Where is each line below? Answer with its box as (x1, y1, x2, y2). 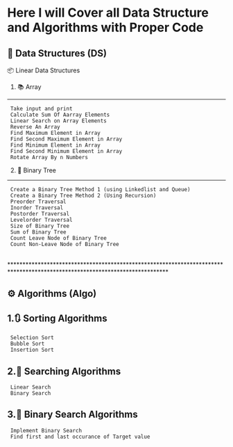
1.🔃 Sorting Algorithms (7, 312, 107, 324)
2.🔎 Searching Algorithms (7, 365, 121, 377)
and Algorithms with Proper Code (7, 19, 204, 35)
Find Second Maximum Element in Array (10, 136, 123, 143)
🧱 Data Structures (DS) (7, 47, 107, 59)
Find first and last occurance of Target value (10, 433, 150, 440)
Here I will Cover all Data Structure (7, 5, 209, 21)
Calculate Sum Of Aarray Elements (10, 111, 110, 118)
